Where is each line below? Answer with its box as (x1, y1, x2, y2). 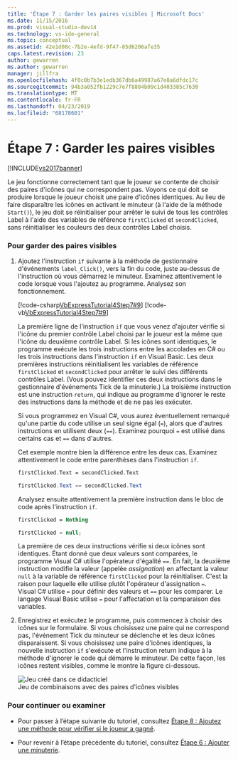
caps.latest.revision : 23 (7, 50, 84, 58)
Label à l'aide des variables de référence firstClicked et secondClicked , (7, 215, 219, 224)
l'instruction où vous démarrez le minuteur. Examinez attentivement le (17, 272, 222, 280)
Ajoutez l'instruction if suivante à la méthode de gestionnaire (17, 257, 198, 265)
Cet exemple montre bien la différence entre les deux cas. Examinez (17, 447, 218, 456)
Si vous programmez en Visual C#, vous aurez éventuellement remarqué (17, 411, 229, 420)
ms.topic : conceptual (7, 37, 72, 44)
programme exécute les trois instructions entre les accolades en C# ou (17, 344, 225, 353)
